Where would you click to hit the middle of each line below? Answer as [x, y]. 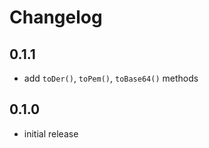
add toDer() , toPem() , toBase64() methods [111, 78]
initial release [51, 133]
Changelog [56, 17]
